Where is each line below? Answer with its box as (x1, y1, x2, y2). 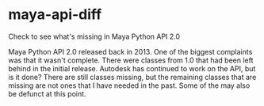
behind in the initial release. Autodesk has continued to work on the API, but (8, 63, 256, 73)
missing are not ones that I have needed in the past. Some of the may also (8, 81, 251, 90)
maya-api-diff (8, 6, 102, 24)
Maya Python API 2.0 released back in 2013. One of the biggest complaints (8, 47, 253, 56)
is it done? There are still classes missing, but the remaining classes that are (8, 72, 257, 81)
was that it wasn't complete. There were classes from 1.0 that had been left (8, 55, 254, 65)
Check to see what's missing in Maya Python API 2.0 (8, 32, 181, 41)
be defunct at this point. (8, 89, 86, 98)
